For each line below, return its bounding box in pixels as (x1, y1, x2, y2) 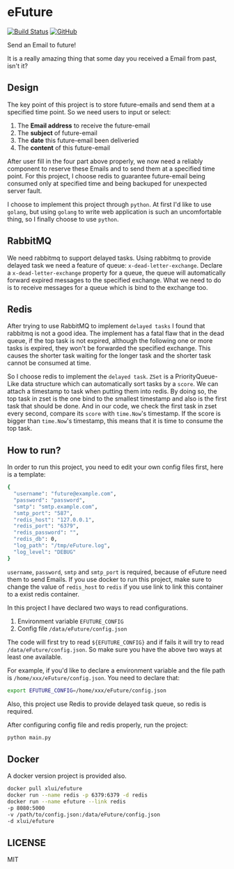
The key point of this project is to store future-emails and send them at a (7, 100, 215, 109)
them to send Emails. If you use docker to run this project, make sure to (7, 575, 212, 583)
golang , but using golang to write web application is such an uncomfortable (7, 207, 222, 216)
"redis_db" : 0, (13, 536, 58, 543)
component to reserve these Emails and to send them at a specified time (7, 164, 216, 173)
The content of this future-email (17, 144, 110, 152)
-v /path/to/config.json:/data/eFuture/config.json (7, 811, 160, 818)
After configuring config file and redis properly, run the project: (7, 721, 188, 729)
